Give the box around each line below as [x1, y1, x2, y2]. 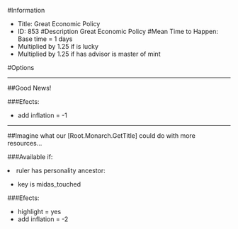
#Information [7, 6, 45, 14]
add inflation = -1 [17, 111, 67, 119]
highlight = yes [17, 208, 62, 216]
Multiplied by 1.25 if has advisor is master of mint [17, 49, 161, 58]
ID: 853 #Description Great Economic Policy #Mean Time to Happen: [17, 28, 218, 35]
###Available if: [7, 153, 53, 161]
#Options [7, 64, 35, 71]
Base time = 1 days [17, 35, 73, 43]
